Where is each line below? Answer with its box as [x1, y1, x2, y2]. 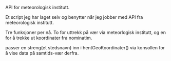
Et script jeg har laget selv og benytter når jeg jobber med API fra [5, 14, 143, 20]
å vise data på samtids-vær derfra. [5, 50, 79, 56]
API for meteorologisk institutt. [5, 5, 70, 10]
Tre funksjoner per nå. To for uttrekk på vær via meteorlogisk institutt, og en [5, 29, 166, 35]
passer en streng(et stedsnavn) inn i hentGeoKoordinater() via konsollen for [5, 45, 165, 50]
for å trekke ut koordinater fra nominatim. [5, 35, 92, 41]
